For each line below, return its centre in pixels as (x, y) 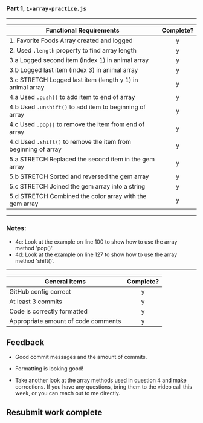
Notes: (16, 228)
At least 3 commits (36, 302)
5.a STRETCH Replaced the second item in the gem (82, 160)
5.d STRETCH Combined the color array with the (78, 196)
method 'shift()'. (35, 260)
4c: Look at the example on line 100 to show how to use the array (96, 241)
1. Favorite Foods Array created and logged (71, 40)
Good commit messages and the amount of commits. (81, 357)
